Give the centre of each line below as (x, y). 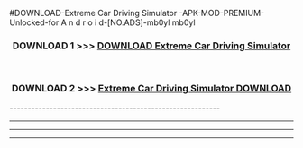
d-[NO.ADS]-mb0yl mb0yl (147, 22)
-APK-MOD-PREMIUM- (221, 13)
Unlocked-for (34, 22)
